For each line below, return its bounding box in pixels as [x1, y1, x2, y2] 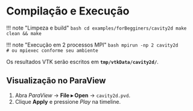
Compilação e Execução [6, 4, 130, 18]
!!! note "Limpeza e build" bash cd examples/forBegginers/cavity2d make [6, 24, 187, 31]
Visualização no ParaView [6, 75, 106, 86]
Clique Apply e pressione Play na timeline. [14, 98, 121, 105]
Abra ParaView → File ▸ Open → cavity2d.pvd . [14, 92, 131, 99]
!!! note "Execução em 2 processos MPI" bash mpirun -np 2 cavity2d [6, 41, 179, 48]
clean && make [6, 30, 42, 37]
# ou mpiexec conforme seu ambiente [6, 47, 98, 54]
